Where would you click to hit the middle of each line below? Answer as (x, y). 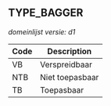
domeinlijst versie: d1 (42, 31)
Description (70, 51)
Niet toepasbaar (70, 77)
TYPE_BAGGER (46, 13)
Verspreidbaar (66, 64)
